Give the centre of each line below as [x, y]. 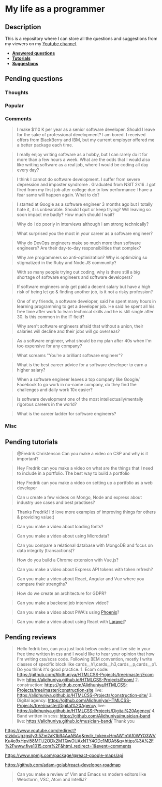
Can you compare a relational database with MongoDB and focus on [85, 545]
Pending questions [34, 79]
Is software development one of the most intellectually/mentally [80, 399]
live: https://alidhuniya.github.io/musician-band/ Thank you [76, 721]
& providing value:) [36, 517]
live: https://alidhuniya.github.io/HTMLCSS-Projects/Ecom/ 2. [78, 680]
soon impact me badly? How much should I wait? [66, 215]
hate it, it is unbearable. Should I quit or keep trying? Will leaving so [84, 209]
